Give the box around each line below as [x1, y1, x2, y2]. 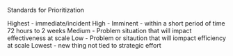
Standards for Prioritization [7, 6, 85, 14]
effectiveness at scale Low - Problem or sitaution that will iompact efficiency [7, 34, 226, 42]
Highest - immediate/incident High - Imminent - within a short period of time [7, 19, 226, 27]
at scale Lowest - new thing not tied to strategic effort [7, 41, 161, 49]
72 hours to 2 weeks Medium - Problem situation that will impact [7, 27, 192, 35]
